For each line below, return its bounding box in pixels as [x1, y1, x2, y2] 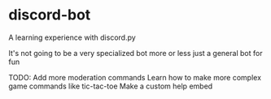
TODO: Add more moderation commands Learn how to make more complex [8, 72, 262, 82]
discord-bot [8, 6, 91, 24]
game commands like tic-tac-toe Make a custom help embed [8, 81, 213, 91]
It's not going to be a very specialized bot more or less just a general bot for [8, 48, 263, 58]
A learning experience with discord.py [8, 32, 136, 42]
